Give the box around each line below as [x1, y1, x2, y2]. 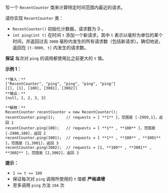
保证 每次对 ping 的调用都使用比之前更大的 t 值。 [5, 55, 107, 61]
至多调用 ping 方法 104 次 [12, 182, 64, 188]
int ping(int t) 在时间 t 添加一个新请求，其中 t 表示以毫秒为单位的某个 [12, 32, 163, 38]
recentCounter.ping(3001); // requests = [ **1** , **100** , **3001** [5, 135, 161, 140]
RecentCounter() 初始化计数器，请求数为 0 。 [12, 26, 106, 32]
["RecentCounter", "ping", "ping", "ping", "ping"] [5, 81, 116, 86]
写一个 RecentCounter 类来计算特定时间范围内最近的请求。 [5, 5, 125, 10]
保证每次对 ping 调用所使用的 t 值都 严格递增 [12, 176, 106, 182]
